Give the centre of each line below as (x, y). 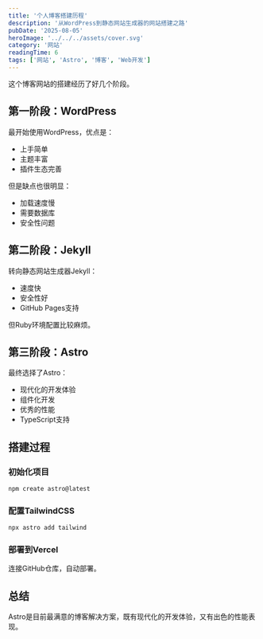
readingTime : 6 (33, 53)
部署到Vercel (33, 549)
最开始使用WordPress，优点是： (61, 131)
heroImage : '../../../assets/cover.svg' (76, 38)
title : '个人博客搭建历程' (48, 16)
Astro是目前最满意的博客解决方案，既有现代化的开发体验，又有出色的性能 (128, 617)
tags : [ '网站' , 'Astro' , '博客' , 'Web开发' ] (79, 61)
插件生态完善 (41, 169)
